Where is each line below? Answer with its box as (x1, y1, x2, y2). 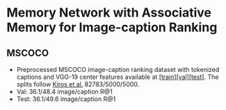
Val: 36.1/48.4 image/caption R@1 (16, 88, 113, 95)
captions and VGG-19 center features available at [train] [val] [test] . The (16, 73, 219, 81)
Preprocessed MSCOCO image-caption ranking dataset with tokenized (16, 66, 220, 73)
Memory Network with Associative (6, 5, 211, 21)
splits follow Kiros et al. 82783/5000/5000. (16, 80, 140, 88)
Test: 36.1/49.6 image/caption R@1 (16, 95, 116, 103)
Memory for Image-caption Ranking (6, 19, 218, 35)
